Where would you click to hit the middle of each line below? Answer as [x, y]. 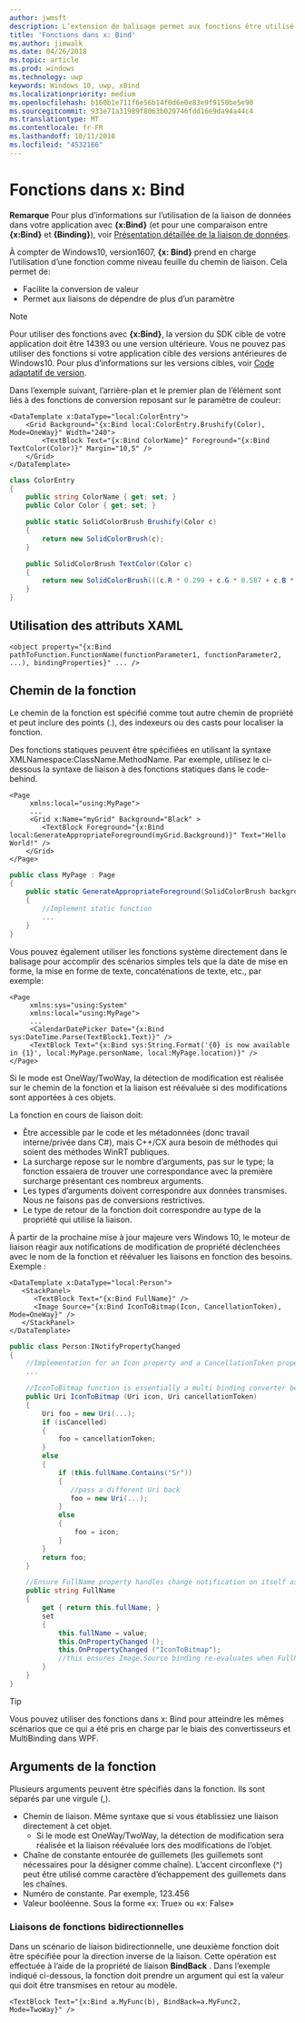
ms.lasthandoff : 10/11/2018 [63, 137]
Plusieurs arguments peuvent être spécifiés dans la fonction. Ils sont [138, 1788]
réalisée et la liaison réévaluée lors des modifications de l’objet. [154, 1845]
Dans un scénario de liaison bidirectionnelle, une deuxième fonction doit [144, 1946]
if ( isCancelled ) [74, 1422]
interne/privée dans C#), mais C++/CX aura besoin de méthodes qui [150, 1142]
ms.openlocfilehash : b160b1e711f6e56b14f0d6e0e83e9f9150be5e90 [132, 102]
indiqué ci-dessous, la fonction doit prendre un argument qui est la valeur [147, 1975]
